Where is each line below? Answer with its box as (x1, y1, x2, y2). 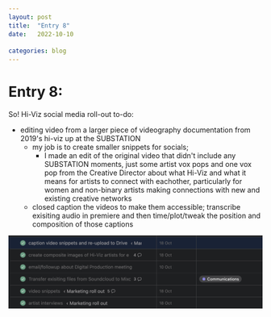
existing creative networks (44, 194, 132, 203)
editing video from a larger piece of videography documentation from (19, 125, 252, 135)
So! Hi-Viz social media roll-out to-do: (8, 110, 135, 119)
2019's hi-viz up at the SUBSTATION (19, 134, 141, 144)
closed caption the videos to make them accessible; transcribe (31, 202, 241, 212)
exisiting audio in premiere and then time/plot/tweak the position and (31, 211, 261, 221)
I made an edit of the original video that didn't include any (44, 151, 236, 161)
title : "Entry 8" (8, 21, 70, 30)
